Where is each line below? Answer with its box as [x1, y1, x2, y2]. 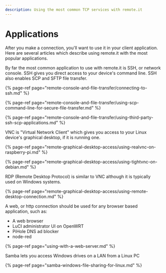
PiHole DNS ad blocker [12, 228, 59, 234]
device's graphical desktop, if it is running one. [5, 134, 100, 140]
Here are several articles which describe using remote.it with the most [5, 50, 148, 56]
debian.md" [5, 164, 29, 170]
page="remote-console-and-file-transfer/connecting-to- [31, 85, 147, 91]
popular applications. [5, 55, 48, 61]
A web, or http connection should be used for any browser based [5, 203, 138, 209]
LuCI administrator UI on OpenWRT [12, 223, 84, 229]
